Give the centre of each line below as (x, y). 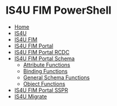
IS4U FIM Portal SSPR (41, 90)
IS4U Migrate (30, 96)
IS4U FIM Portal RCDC (42, 52)
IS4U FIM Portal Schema (44, 58)
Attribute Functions (47, 65)
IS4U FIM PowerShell (59, 10)
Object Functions (44, 83)
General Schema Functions (56, 77)
